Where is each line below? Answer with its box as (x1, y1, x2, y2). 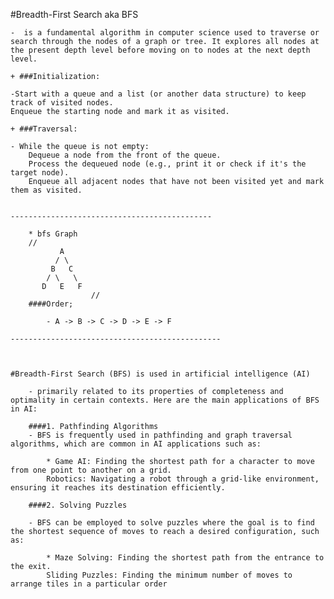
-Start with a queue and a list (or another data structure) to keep (10, 89, 307, 99)
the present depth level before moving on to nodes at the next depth (10, 45, 311, 55)
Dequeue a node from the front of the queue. (28, 150, 222, 160)
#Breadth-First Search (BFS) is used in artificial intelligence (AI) (10, 369, 311, 379)
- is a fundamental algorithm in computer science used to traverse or (10, 28, 320, 38)
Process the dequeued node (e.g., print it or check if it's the (28, 159, 307, 169)
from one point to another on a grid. (10, 465, 172, 475)
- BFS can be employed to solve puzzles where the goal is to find (28, 518, 315, 528)
